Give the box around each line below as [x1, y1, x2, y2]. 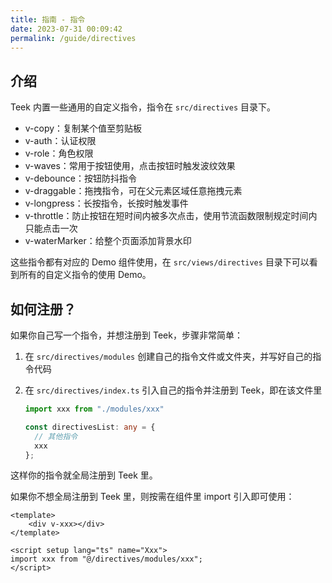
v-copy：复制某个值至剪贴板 [24, 122, 143, 135]
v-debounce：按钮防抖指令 [24, 172, 137, 185]
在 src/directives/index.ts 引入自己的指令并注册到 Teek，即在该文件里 [24, 384, 323, 396]
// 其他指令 [34, 431, 78, 441]
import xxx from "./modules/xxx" [24, 404, 165, 414]
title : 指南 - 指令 [10, 14, 86, 25]
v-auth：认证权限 [24, 135, 97, 147]
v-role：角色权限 [24, 147, 94, 160]
